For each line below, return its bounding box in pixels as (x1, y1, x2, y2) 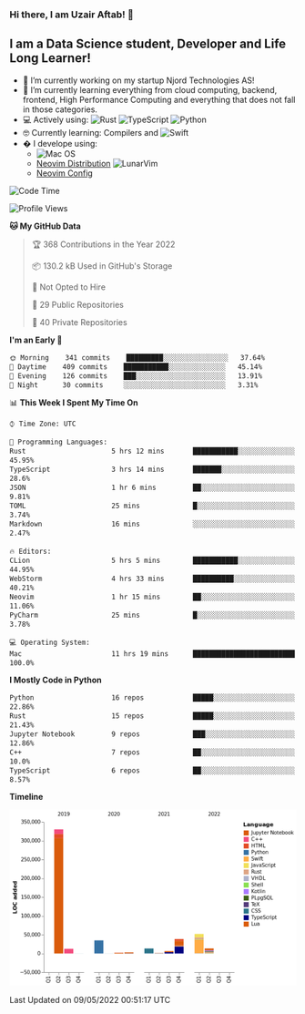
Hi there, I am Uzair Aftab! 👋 (9, 8, 134, 21)
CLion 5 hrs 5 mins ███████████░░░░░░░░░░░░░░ (9, 556, 296, 565)
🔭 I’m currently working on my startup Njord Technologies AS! (22, 75, 255, 86)
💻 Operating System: (9, 638, 91, 647)
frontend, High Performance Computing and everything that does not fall (22, 94, 296, 105)
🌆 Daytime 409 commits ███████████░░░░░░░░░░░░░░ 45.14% (9, 362, 262, 372)
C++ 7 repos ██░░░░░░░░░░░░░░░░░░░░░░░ (9, 747, 296, 757)
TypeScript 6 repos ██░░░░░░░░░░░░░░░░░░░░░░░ (9, 765, 296, 775)
